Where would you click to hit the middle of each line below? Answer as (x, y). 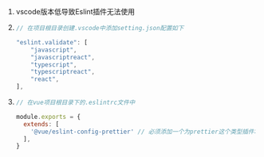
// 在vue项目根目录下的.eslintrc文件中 (75, 102)
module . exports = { (48, 117)
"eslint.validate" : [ (51, 42)
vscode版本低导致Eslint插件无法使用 (75, 11)
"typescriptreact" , (63, 72)
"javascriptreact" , (63, 57)
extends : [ (41, 124)
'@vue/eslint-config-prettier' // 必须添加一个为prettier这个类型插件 (142, 132)
